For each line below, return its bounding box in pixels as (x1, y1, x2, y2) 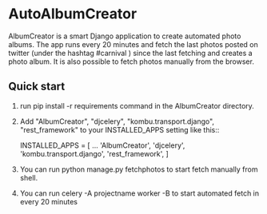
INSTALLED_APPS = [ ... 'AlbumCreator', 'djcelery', (19, 141, 185, 150)
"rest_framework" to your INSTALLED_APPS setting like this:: (19, 125, 220, 134)
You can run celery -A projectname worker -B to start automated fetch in (19, 188, 260, 198)
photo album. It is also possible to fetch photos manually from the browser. (8, 57, 254, 66)
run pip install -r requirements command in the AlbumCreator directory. (19, 101, 254, 110)
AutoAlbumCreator (8, 5, 137, 23)
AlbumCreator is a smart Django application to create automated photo (8, 31, 241, 41)
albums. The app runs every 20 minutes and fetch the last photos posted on (8, 39, 258, 49)
